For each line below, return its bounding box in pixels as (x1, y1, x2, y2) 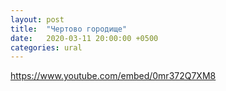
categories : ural (10, 42, 83, 53)
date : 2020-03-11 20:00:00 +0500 (10, 33, 159, 43)
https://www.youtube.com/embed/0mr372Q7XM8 (10, 70, 217, 82)
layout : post (10, 14, 65, 25)
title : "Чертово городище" (10, 24, 128, 34)
